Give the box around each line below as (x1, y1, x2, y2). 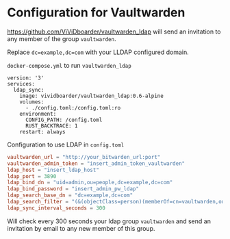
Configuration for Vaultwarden (7, 5, 186, 21)
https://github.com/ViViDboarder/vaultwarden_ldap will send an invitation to (7, 27, 221, 36)
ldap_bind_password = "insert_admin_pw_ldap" (7, 186, 139, 192)
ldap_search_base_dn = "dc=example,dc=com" (7, 192, 133, 199)
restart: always (19, 128, 66, 135)
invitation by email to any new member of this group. (7, 224, 155, 232)
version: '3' (7, 74, 44, 81)
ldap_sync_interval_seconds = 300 (7, 204, 106, 212)
